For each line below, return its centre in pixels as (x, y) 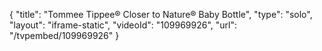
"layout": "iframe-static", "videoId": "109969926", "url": (123, 25)
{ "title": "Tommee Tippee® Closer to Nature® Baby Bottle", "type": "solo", (161, 14)
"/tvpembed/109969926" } (64, 35)
